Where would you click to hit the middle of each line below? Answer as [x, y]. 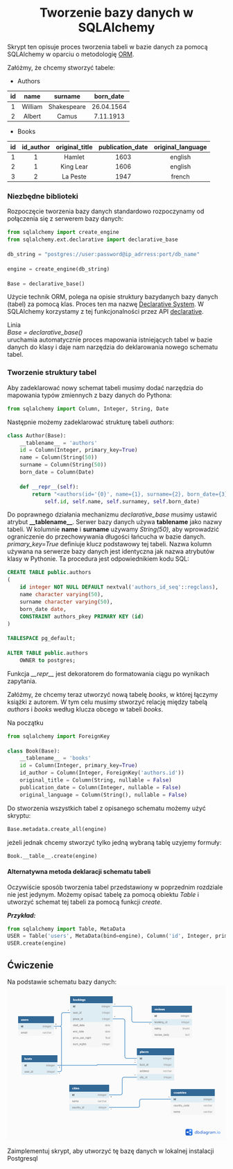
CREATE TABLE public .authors [49, 573]
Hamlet [74, 157]
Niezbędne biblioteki [43, 196]
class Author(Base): [37, 435]
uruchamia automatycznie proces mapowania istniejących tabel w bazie [110, 340]
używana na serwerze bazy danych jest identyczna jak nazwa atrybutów [111, 552]
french [180, 176]
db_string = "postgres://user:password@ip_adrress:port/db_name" [103, 255]
